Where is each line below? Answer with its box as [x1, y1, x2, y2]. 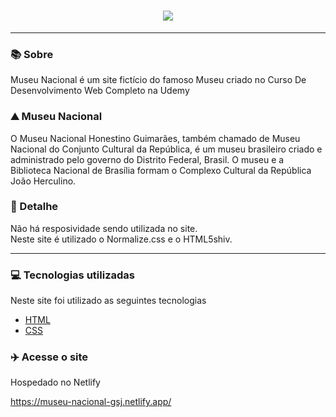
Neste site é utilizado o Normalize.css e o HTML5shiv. [10, 233, 233, 245]
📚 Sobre [10, 47, 54, 61]
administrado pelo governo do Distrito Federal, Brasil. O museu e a [10, 153, 285, 165]
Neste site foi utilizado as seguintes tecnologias [10, 295, 207, 307]
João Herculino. [10, 175, 77, 187]
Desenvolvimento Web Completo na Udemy [10, 85, 190, 97]
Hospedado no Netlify [10, 376, 101, 389]
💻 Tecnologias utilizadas [10, 268, 135, 282]
